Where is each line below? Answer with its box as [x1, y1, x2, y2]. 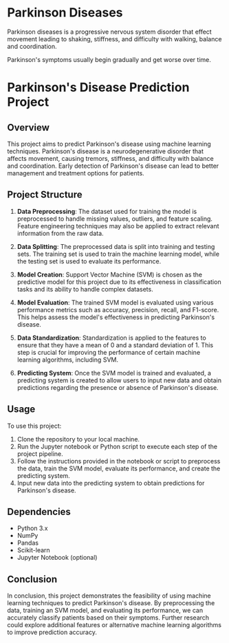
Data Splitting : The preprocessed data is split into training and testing [17, 242, 215, 250]
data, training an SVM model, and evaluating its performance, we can [7, 607, 204, 615]
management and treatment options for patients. [7, 168, 144, 177]
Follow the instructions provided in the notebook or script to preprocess [17, 457, 221, 465]
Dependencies [7, 505, 71, 517]
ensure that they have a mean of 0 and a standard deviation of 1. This [17, 340, 214, 349]
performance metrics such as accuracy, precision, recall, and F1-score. [17, 305, 219, 314]
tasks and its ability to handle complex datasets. [17, 285, 153, 293]
